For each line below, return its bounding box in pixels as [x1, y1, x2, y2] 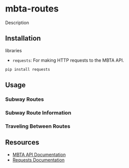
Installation [5, 34, 41, 43]
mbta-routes [5, 3, 59, 15]
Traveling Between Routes [5, 122, 70, 129]
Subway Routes [5, 96, 44, 103]
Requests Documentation [12, 156, 65, 163]
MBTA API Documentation [12, 151, 66, 157]
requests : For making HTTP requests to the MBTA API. [12, 57, 124, 63]
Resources [5, 138, 39, 147]
